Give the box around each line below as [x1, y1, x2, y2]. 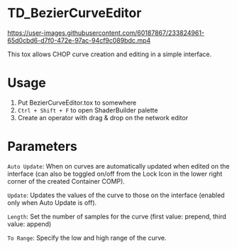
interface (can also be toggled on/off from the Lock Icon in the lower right [7, 169, 223, 178]
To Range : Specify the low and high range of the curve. [7, 233, 167, 242]
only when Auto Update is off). [7, 198, 97, 207]
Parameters [7, 139, 78, 154]
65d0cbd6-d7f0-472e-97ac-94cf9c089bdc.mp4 [7, 36, 151, 44]
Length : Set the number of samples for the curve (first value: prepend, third [7, 212, 227, 221]
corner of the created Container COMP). [7, 176, 126, 186]
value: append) [7, 219, 52, 228]
